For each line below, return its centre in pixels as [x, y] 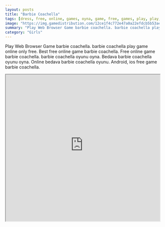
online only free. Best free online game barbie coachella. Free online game [80, 51]
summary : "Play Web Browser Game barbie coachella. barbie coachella [78, 28]
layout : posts [20, 10]
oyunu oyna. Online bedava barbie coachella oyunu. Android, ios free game [81, 62]
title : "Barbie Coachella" [33, 14]
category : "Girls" [24, 32]
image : [12, 23]
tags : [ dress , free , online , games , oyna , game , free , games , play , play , [83, 19]
